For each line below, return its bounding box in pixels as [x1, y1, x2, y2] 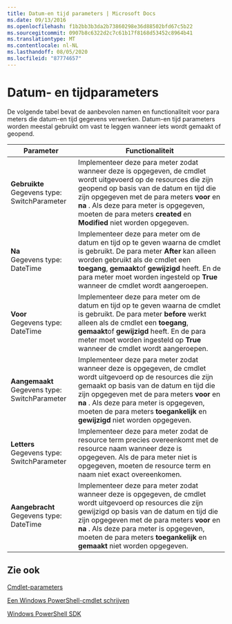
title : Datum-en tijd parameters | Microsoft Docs [7, 10, 156, 17]
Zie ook [7, 565, 40, 576]
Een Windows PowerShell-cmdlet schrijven [7, 596, 130, 604]
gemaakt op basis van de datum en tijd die [78, 381, 215, 390]
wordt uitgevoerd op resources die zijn [78, 498, 204, 507]
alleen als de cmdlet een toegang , [78, 318, 188, 328]
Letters [10, 439, 35, 449]
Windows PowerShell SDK [7, 610, 81, 618]
